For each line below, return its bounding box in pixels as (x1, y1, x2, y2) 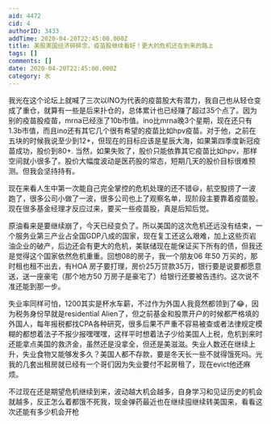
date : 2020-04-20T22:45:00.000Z (8, 65, 117, 73)
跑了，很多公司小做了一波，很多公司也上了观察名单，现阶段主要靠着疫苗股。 (8, 193, 263, 203)
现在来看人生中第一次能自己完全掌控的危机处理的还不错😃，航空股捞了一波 (8, 183, 256, 193)
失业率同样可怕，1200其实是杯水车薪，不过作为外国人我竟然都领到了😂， (8, 299, 252, 308)
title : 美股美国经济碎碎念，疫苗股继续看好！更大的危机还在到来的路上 (8, 42, 214, 50)
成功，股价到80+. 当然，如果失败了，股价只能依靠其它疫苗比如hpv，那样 (15, 146, 258, 155)
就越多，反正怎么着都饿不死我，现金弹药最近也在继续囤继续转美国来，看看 (8, 396, 256, 406)
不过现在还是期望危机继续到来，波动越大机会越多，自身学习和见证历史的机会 (8, 386, 263, 396)
